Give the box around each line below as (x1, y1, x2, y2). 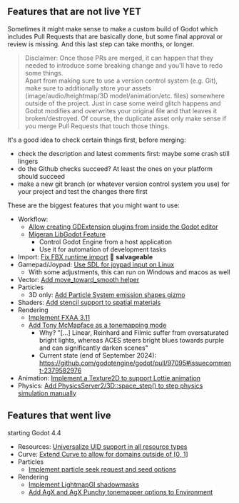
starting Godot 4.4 (7, 428, 62, 437)
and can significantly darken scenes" (39, 343, 148, 352)
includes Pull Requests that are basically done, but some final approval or (7, 32, 223, 41)
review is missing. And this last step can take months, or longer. (7, 39, 195, 48)
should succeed (17, 172, 66, 180)
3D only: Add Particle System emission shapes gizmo (28, 290, 185, 299)
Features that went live (7, 410, 112, 422)
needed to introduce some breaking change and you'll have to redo (24, 61, 223, 70)
